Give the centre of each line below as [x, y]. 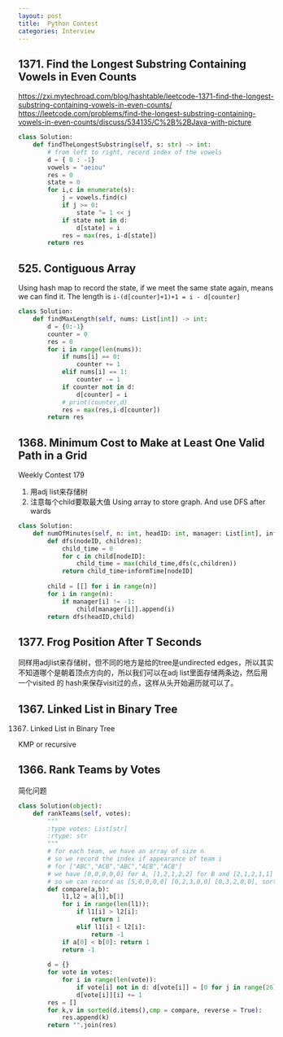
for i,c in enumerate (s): [91, 190]
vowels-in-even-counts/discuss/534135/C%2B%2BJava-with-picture [135, 122]
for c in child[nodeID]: [104, 556]
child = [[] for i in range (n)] [102, 586]
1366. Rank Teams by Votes [89, 770]
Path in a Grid [53, 455]
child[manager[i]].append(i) [125, 609]
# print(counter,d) [94, 402]
